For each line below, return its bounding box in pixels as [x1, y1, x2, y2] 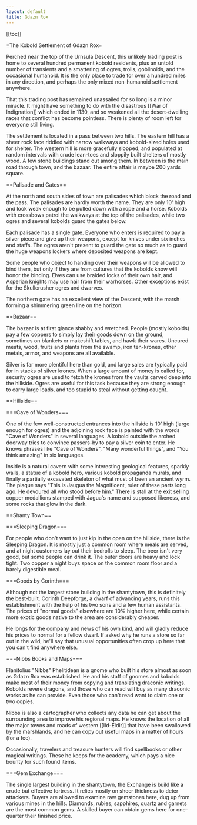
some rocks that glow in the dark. [6, 500, 87, 507]
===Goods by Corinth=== [6, 577, 69, 584]
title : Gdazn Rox [6, 14, 49, 20]
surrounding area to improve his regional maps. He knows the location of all [6, 716, 189, 723]
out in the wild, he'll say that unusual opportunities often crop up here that [6, 637, 185, 644]
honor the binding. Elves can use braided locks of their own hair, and [6, 271, 173, 278]
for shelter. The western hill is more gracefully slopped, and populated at [6, 145, 182, 152]
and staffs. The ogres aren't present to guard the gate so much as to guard [6, 241, 188, 248]
